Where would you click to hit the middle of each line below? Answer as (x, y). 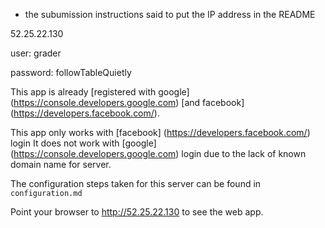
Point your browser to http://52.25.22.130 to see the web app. (137, 212)
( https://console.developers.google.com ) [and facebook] (127, 102)
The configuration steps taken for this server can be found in (136, 183)
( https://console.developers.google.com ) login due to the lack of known (158, 153)
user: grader (36, 53)
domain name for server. (61, 164)
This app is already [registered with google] (100, 92)
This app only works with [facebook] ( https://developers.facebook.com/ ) (160, 132)
